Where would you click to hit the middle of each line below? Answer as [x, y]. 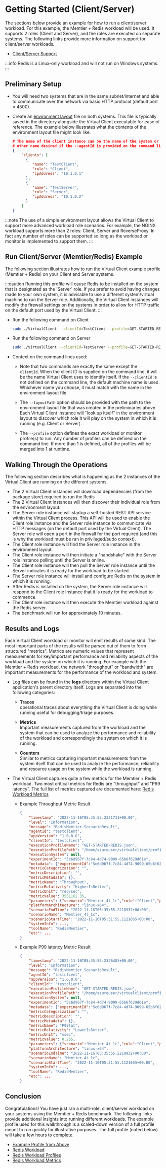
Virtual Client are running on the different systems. [56, 482]
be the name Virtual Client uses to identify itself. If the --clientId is [88, 377]
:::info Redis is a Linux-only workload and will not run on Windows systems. [82, 63]
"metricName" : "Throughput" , [59, 882]
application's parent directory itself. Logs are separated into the [77, 687]
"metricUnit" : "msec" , [52, 1035]
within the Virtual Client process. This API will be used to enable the [81, 518]
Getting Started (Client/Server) [70, 9]
